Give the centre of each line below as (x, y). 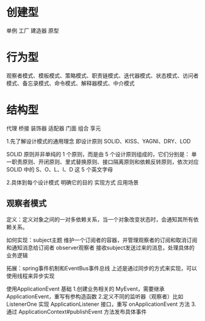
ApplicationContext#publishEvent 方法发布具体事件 (82, 311)
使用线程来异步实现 (31, 276)
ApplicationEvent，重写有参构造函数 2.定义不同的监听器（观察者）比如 (95, 296)
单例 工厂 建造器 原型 (33, 31)
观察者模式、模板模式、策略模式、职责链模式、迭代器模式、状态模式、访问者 (103, 75)
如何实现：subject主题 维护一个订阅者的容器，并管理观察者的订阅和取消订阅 (102, 240)
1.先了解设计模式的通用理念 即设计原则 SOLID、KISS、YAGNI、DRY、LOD (99, 141)
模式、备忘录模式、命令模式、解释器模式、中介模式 (70, 83)
